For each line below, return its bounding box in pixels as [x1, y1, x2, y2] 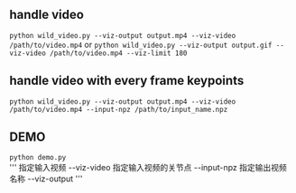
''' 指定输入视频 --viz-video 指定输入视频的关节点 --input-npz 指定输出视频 [9, 162, 287, 173]
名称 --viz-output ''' [9, 173, 83, 184]
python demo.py [9, 153, 67, 162]
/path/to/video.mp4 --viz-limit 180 [49, 49, 188, 58]
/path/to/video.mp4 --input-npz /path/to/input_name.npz [9, 105, 228, 114]
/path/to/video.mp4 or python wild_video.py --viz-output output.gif [9, 39, 273, 50]
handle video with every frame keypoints [9, 73, 245, 88]
